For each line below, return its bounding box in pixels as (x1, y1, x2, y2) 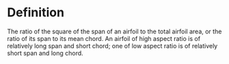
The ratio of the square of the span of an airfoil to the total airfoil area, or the (7, 27, 222, 35)
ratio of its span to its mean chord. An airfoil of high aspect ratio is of (7, 34, 200, 42)
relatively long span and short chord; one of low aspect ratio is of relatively (7, 42, 218, 50)
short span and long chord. (7, 49, 83, 57)
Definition (7, 5, 65, 20)
